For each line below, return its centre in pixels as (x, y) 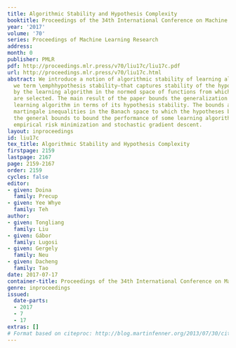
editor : (19, 183)
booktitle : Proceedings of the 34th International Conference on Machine (118, 20)
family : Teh (31, 210)
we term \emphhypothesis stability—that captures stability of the (114, 86)
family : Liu (31, 229)
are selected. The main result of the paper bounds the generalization (121, 99)
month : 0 (20, 53)
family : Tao (31, 268)
